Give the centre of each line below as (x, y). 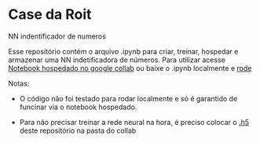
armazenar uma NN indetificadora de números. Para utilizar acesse (117, 60)
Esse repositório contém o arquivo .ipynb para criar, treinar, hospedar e (123, 51)
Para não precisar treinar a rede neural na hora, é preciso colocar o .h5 (134, 122)
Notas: (19, 83)
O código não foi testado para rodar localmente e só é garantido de (128, 98)
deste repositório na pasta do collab (78, 130)
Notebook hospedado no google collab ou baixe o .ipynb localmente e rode (130, 68)
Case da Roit (50, 15)
